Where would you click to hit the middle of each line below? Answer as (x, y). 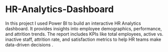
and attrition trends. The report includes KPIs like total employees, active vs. (84, 34)
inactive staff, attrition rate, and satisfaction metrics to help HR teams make (83, 39)
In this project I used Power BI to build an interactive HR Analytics (73, 23)
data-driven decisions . (29, 44)
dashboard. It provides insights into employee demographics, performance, (84, 28)
